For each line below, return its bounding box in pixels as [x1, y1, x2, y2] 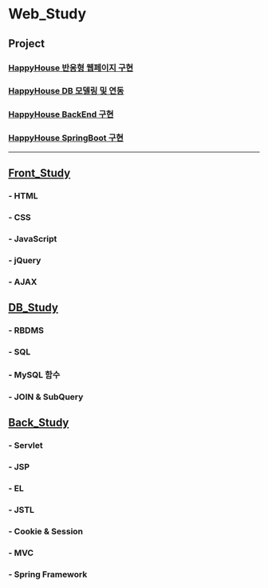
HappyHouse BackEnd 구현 [8, 109, 114, 120]
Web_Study [8, 5, 87, 23]
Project [8, 37, 45, 50]
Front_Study [8, 166, 71, 180]
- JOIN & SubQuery [8, 391, 84, 402]
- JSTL [8, 504, 34, 515]
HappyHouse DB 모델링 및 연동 [8, 86, 124, 97]
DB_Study [8, 301, 58, 314]
